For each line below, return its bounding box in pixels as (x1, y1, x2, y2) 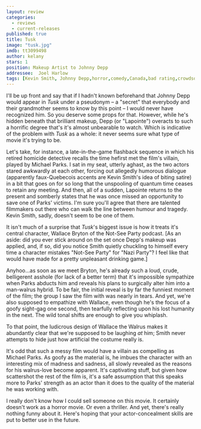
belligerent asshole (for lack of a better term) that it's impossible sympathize (6, 273, 194, 280)
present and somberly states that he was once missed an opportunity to (6, 193, 184, 200)
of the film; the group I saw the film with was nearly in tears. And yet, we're (6, 292, 191, 300)
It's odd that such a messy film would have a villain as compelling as (6, 348, 175, 355)
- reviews (11, 20, 36, 26)
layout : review (6, 8, 44, 15)
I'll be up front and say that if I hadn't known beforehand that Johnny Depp (6, 92, 190, 99)
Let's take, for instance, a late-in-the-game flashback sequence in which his (6, 148, 194, 156)
